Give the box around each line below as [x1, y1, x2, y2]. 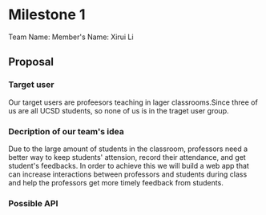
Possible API [8, 197, 58, 209]
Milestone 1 [8, 6, 86, 24]
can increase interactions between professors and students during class [8, 169, 248, 179]
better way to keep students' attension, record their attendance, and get [8, 152, 246, 161]
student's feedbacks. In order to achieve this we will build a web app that [8, 161, 250, 170]
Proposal [8, 55, 54, 69]
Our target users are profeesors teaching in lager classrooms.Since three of [8, 98, 258, 107]
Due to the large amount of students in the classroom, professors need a [8, 144, 248, 153]
